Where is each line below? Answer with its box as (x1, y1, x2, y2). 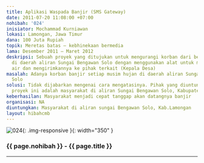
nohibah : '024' (6, 20, 45, 26)
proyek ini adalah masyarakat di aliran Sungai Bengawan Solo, (12, 88, 175, 94)
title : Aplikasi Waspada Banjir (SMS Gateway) (6, 8, 126, 15)
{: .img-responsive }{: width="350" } (22, 127, 114, 134)
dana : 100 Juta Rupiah (6, 37, 64, 43)
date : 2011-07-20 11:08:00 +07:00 (6, 15, 94, 21)
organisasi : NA (6, 99, 45, 105)
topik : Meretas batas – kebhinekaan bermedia (6, 43, 123, 49)
